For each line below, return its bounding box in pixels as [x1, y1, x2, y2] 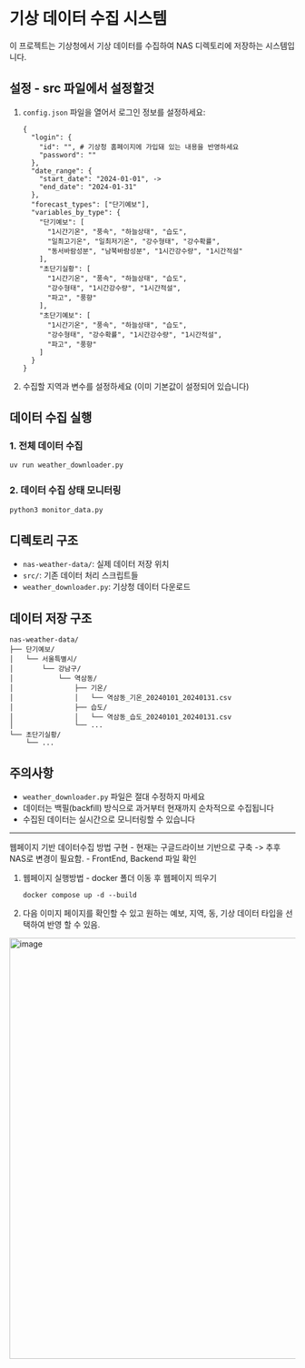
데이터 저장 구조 [9, 611, 93, 626]
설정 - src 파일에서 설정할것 [9, 81, 155, 96]
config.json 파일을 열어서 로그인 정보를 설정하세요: [22, 106, 206, 117]
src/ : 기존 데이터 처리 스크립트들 [22, 570, 139, 581]
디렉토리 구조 [9, 532, 79, 548]
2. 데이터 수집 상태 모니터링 [9, 484, 122, 497]
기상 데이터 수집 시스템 [9, 8, 168, 29]
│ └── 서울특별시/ [9, 654, 78, 664]
